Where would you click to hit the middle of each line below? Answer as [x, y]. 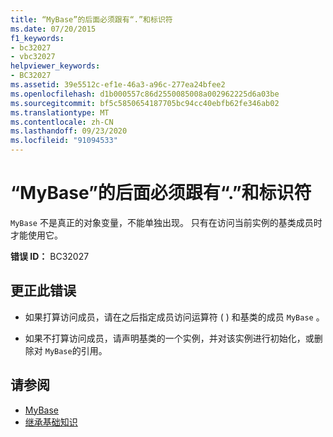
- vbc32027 [33, 57]
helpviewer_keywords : [55, 66]
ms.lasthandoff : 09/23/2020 [69, 131]
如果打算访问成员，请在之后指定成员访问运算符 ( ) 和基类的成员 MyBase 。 [174, 317]
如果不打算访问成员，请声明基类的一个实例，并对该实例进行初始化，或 [169, 338]
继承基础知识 [51, 422]
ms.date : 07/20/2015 [53, 29]
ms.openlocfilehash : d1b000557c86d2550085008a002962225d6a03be [145, 94]
